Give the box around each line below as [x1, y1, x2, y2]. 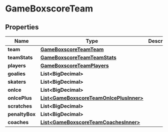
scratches [7, 103, 32, 110]
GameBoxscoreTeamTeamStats [40, 54, 116, 61]
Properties [5, 23, 39, 31]
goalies [7, 70, 26, 77]
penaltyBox [7, 111, 36, 118]
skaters [7, 78, 26, 85]
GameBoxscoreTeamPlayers [40, 62, 109, 69]
